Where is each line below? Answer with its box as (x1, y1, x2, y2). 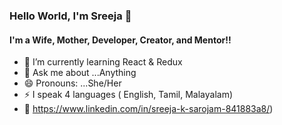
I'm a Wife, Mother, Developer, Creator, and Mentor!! (9, 34, 232, 46)
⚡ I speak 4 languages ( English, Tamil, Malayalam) (23, 89, 234, 101)
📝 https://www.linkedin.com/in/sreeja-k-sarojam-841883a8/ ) (23, 103, 274, 115)
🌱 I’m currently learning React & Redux (23, 56, 183, 68)
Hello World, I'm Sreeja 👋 (9, 9, 132, 23)
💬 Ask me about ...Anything (23, 67, 137, 79)
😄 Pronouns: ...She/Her (23, 77, 122, 89)
